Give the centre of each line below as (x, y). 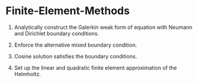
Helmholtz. (27, 74)
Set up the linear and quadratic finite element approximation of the (95, 68)
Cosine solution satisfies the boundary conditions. (76, 56)
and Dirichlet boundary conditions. (56, 33)
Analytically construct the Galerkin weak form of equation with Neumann (103, 27)
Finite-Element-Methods (68, 11)
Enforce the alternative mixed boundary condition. (76, 45)
